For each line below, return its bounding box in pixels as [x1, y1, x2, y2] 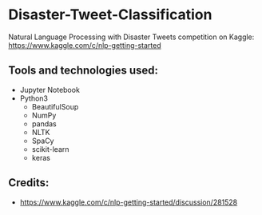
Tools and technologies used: [8, 64, 158, 78]
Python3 [19, 94, 48, 103]
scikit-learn [31, 144, 69, 153]
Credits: [8, 176, 50, 189]
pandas [31, 118, 58, 129]
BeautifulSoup [31, 102, 79, 111]
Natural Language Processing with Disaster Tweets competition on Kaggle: [8, 32, 255, 42]
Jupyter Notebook [19, 85, 80, 94]
